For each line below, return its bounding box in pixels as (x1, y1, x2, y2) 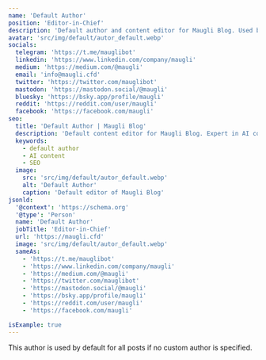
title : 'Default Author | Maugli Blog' (15, 122, 147, 130)
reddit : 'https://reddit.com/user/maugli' (15, 100, 158, 108)
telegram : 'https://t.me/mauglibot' (15, 48, 136, 56)
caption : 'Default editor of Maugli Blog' (22, 188, 165, 197)
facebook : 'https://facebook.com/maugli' (15, 108, 154, 116)
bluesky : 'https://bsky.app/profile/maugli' (15, 93, 165, 101)
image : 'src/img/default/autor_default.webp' (15, 240, 169, 248)
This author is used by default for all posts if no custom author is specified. (8, 343, 253, 352)
